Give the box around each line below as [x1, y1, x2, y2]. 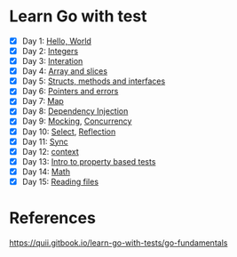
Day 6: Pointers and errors [21, 86, 119, 97]
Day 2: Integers [21, 46, 78, 56]
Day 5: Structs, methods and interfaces [21, 76, 166, 86]
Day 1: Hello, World [21, 36, 91, 46]
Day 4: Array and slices [21, 66, 108, 76]
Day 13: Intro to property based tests [21, 156, 156, 166]
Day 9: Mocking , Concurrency [21, 116, 132, 126]
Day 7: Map [21, 96, 64, 107]
